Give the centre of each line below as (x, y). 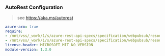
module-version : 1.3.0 (28, 49)
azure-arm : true (22, 27)
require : (14, 31)
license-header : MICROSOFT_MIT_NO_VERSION (49, 45)
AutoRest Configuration (34, 7)
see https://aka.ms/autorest (45, 18)
